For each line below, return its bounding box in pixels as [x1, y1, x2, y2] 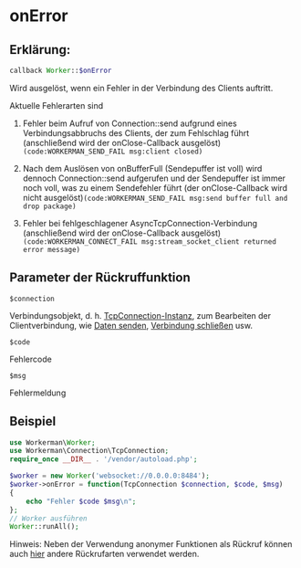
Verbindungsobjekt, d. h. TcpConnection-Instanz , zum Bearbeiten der [9, 310, 272, 321]
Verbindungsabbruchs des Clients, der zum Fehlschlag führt [22, 127, 250, 138]
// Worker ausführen [9, 513, 88, 523]
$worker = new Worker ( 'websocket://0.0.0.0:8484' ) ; [9, 471, 210, 480]
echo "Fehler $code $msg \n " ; [26, 497, 137, 506]
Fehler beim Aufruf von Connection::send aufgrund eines [22, 118, 237, 129]
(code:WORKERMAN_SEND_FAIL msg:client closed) [22, 147, 203, 156]
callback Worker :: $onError [9, 66, 112, 75]
